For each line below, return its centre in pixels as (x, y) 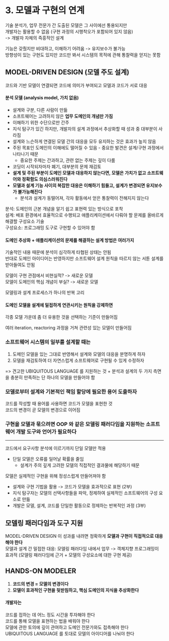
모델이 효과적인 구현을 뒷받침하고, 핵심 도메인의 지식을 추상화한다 (76, 590)
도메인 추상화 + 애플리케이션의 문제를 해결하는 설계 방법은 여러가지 (70, 240)
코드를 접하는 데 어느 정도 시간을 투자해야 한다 (50, 615)
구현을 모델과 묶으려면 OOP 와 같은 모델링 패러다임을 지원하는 (75, 424)
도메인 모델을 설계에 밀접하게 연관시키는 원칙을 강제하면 (59, 305)
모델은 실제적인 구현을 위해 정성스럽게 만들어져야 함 (56, 476)
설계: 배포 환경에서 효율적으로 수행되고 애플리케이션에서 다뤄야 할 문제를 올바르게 (84, 215)
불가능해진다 (30, 191)
